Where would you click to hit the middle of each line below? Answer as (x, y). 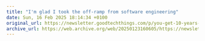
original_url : (24, 23)
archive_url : (23, 29)
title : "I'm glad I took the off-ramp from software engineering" (92, 12)
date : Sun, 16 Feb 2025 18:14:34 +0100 (57, 17)
